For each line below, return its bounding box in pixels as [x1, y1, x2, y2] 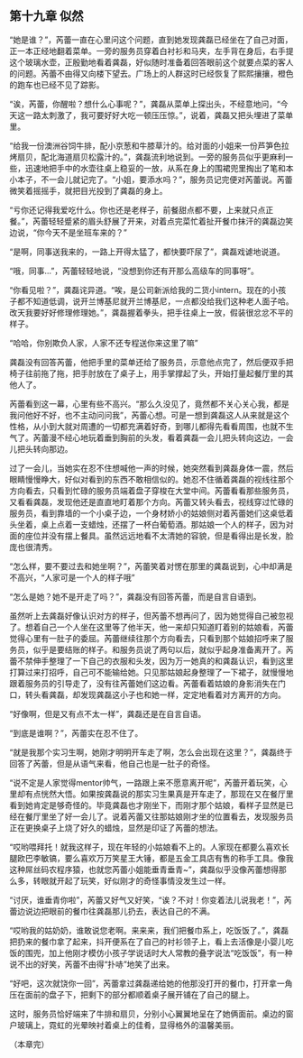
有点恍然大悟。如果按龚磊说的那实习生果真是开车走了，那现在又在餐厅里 [24, 788, 294, 799]
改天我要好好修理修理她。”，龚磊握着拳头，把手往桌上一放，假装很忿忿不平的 [9, 307, 294, 317]
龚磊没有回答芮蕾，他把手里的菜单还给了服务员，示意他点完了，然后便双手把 [9, 356, 294, 367]
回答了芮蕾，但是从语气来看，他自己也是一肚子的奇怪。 [9, 758, 215, 768]
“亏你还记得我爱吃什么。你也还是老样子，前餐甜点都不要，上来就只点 [9, 204, 266, 215]
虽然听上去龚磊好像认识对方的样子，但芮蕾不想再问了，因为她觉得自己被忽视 [9, 610, 294, 621]
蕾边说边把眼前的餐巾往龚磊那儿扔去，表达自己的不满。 [9, 906, 215, 916]
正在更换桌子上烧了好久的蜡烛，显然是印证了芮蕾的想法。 [9, 822, 223, 833]
